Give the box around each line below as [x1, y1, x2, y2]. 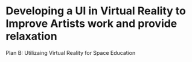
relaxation [5, 30, 58, 43]
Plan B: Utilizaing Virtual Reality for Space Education [5, 49, 136, 56]
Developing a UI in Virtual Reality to [5, 4, 187, 18]
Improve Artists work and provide [5, 17, 178, 30]
